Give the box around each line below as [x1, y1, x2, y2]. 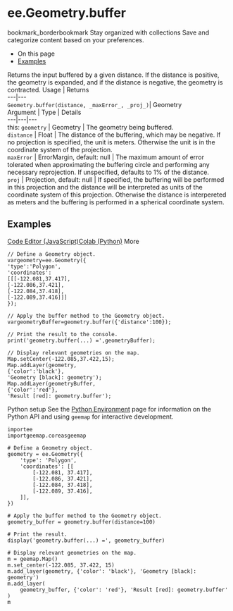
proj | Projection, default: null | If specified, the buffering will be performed [7, 175, 225, 184]
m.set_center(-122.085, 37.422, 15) [7, 562, 115, 569]
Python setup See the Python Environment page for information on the [7, 405, 212, 413]
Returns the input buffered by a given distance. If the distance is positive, [7, 70, 220, 79]
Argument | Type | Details [7, 108, 82, 116]
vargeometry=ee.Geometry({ [7, 257, 87, 264]
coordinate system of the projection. [7, 145, 113, 154]
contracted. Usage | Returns [7, 85, 89, 94]
